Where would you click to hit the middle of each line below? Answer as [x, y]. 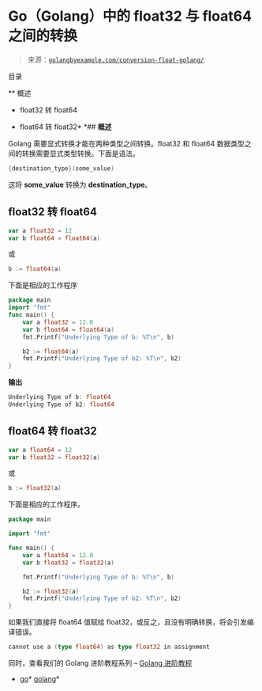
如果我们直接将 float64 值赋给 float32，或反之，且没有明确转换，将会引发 [127, 622]
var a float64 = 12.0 [58, 555]
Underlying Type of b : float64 [60, 397]
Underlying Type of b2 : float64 [61, 404]
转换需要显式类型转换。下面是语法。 [80, 153]
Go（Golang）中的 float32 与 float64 [130, 16]
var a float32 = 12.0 [58, 322]
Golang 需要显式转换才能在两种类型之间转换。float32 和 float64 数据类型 [126, 143]
